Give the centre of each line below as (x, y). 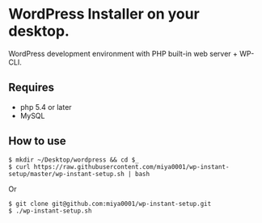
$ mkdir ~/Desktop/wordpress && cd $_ (74, 160)
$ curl (19, 166)
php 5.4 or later (46, 107)
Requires (32, 88)
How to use (37, 141)
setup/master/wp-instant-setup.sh (67, 174)
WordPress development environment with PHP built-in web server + (123, 53)
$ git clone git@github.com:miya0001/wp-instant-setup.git (110, 204)
